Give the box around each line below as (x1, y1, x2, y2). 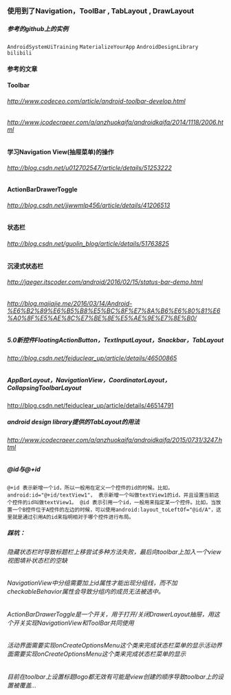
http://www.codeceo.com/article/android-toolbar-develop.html (7, 96, 186, 105)
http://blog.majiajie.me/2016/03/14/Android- (7, 299, 133, 307)
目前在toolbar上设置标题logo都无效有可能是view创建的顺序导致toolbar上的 (7, 673, 218, 681)
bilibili (7, 50, 32, 56)
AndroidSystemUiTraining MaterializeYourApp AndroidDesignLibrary (7, 43, 199, 50)
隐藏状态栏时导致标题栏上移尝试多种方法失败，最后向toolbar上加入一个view (7, 548, 221, 556)
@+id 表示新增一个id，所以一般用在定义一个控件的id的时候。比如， (7, 484, 173, 491)
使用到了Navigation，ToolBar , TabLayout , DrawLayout (7, 6, 195, 15)
